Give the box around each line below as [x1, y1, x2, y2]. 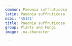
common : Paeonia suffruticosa [5, 7, 68, 12]
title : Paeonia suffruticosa [5, 20, 65, 26]
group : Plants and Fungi [5, 25, 56, 30]
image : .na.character [5, 30, 50, 34]
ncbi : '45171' [5, 16, 35, 21]
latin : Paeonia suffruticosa [5, 12, 65, 16]
